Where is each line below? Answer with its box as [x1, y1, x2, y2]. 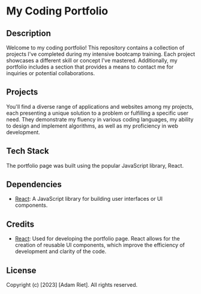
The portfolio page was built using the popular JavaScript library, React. [6, 162, 184, 169]
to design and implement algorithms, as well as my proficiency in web [6, 122, 179, 129]
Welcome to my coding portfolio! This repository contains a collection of [6, 44, 185, 51]
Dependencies [6, 179, 62, 190]
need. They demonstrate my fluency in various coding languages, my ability [6, 115, 194, 123]
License [6, 265, 37, 275]
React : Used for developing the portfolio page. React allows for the [14, 235, 180, 242]
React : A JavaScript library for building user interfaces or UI [14, 195, 163, 203]
